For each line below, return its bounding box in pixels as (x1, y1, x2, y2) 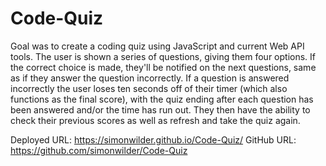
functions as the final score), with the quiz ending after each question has (10, 93, 314, 105)
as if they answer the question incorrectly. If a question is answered (10, 72, 290, 84)
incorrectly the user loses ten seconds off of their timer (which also (10, 82, 288, 94)
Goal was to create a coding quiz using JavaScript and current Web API (10, 40, 305, 52)
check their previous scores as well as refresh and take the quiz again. (10, 114, 301, 126)
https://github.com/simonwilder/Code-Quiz (10, 144, 188, 156)
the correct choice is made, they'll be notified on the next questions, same (10, 61, 317, 73)
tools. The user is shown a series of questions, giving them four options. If (10, 50, 316, 62)
